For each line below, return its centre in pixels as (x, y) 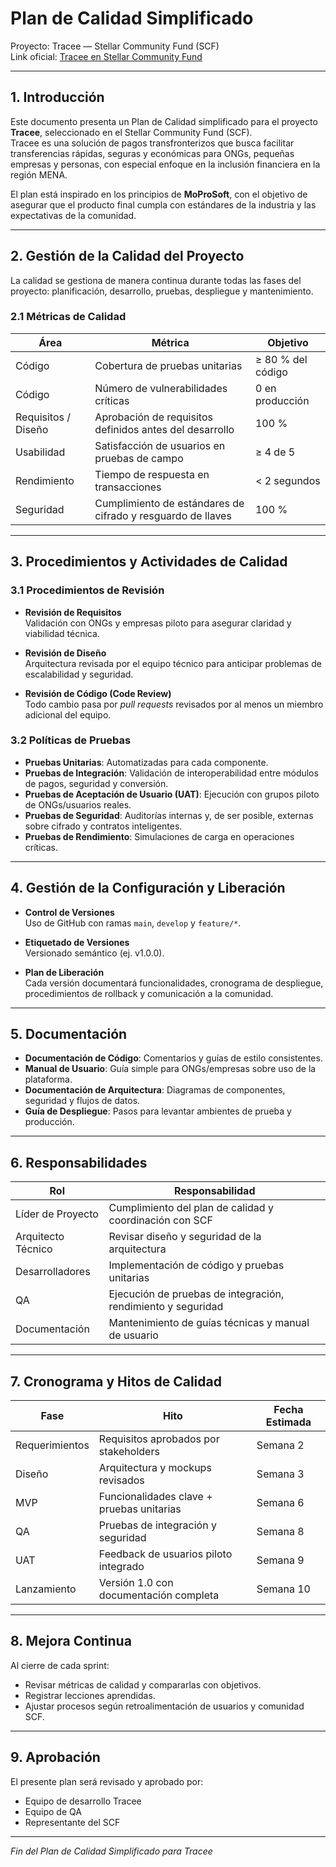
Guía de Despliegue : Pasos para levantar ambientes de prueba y (158, 1111)
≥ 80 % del (281, 359)
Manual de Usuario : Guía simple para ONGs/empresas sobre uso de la (170, 1069)
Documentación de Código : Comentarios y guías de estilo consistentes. (173, 1058)
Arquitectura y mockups (155, 1468)
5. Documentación (69, 1034)
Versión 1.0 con (136, 1583)
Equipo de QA (53, 1811)
